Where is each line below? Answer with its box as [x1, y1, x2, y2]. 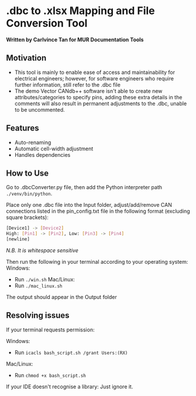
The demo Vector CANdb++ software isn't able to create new [14, 87, 163, 95]
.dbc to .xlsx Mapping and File [6, 4, 155, 18]
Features [6, 123, 39, 133]
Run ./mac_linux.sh [14, 282, 63, 289]
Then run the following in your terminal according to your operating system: [6, 259, 188, 265]
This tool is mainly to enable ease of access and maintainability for [14, 69, 176, 76]
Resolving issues [6, 310, 70, 321]
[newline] [6, 236, 30, 242]
